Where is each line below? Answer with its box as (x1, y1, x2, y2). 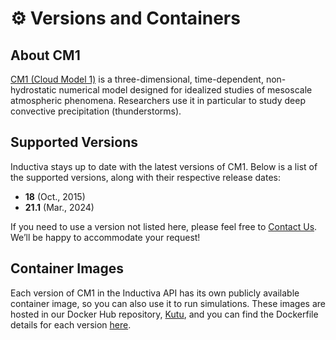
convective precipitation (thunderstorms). (10, 105, 182, 117)
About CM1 (10, 47, 81, 64)
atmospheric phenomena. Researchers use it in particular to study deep (10, 95, 307, 106)
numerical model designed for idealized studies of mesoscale (58, 84, 313, 96)
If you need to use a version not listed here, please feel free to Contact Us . (10, 220, 318, 232)
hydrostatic (10, 84, 57, 96)
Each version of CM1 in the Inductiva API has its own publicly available (10, 287, 300, 299)
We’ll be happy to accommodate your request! (10, 231, 201, 243)
